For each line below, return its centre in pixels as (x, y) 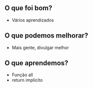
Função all (22, 75)
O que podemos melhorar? (46, 36)
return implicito (27, 80)
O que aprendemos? (37, 63)
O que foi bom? (28, 8)
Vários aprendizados (33, 20)
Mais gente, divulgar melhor (40, 47)
